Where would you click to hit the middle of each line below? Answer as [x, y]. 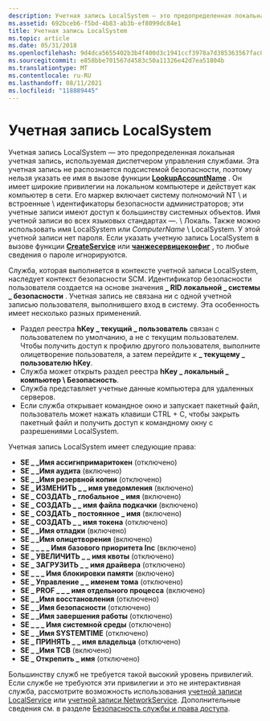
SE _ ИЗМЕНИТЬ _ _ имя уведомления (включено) [107, 488]
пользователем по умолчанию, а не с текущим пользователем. [129, 338]
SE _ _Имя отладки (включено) [73, 531]
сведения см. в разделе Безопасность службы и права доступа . [119, 709]
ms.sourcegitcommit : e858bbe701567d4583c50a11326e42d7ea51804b [117, 61]
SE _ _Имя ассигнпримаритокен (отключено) [98, 462]
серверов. [38, 397]
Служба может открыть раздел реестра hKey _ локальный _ [124, 371]
